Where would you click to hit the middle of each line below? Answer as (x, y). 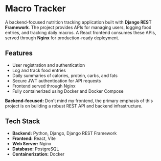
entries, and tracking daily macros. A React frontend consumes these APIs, (81, 32)
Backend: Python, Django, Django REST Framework (64, 133)
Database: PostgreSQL (35, 149)
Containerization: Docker (38, 154)
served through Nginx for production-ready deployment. (62, 38)
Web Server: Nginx (32, 143)
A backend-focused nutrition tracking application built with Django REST (78, 22)
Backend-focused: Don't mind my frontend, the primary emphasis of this (79, 101)
